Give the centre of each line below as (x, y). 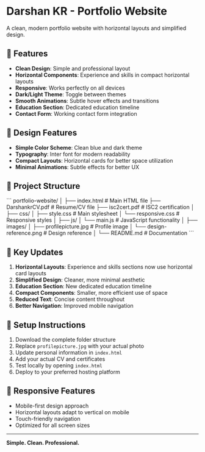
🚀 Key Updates (35, 252)
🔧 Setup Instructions (46, 325)
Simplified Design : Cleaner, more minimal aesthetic (80, 280)
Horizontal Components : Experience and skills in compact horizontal (102, 75)
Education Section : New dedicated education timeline (83, 286)
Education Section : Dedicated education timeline (77, 107)
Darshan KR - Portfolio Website (87, 11)
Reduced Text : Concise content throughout (70, 299)
